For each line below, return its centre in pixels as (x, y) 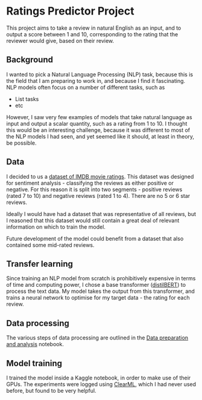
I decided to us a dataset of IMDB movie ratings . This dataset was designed (100, 176)
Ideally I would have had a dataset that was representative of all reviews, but (101, 214)
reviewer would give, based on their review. (60, 41)
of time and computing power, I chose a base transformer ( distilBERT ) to (96, 285)
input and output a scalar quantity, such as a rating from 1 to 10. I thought (97, 123)
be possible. (21, 143)
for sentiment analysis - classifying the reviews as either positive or (90, 183)
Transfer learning (40, 264)
